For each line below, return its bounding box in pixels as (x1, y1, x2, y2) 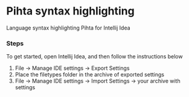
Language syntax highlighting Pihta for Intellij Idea (6, 24, 131, 31)
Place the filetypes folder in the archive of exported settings (14, 71, 165, 78)
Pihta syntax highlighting (6, 4, 135, 18)
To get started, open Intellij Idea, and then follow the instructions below (6, 53, 183, 60)
